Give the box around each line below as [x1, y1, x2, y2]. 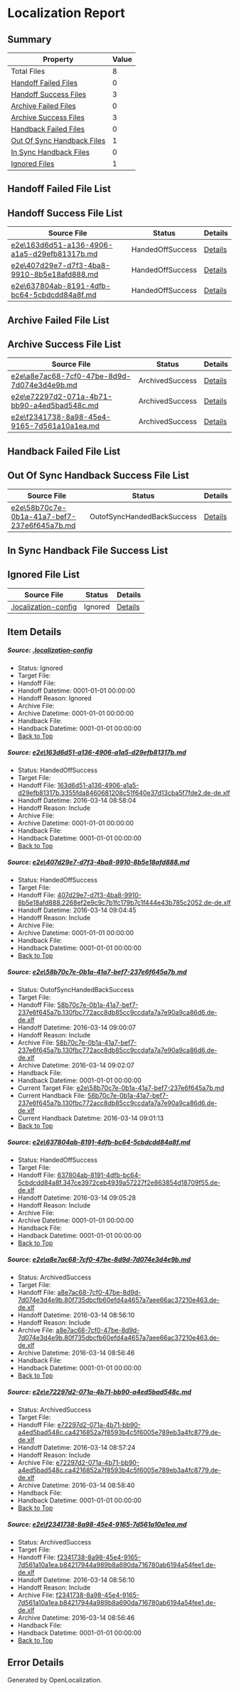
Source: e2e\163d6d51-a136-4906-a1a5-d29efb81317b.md [7, 748, 186, 757]
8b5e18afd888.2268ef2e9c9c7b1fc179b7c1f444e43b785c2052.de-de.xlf [17, 898, 231, 907]
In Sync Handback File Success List [7, 545, 169, 556]
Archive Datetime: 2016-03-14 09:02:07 [17, 1061, 135, 1069]
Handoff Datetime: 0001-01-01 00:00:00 [17, 686, 136, 695]
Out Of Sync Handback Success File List [7, 469, 190, 481]
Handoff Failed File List [7, 183, 112, 195]
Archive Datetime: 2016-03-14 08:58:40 [17, 1481, 135, 1489]
